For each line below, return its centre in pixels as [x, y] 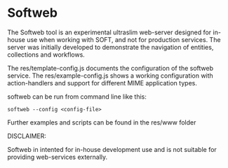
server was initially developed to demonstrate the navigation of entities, [110, 47]
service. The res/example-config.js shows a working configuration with [110, 76]
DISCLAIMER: [27, 136]
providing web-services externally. [58, 157]
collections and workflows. [46, 55]
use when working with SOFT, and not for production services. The [124, 39]
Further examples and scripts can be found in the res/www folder [102, 122]
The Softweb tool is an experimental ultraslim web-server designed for [109, 32]
